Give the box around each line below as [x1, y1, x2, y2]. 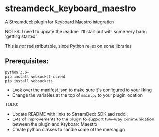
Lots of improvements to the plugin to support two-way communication [12, 116, 155, 122]
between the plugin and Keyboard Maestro [12, 121, 98, 127]
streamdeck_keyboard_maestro [5, 3, 137, 14]
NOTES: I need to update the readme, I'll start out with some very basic [5, 28, 147, 34]
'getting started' [5, 34, 37, 39]
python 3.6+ [5, 70, 29, 75]
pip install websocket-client [5, 74, 66, 79]
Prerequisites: [5, 57, 48, 66]
